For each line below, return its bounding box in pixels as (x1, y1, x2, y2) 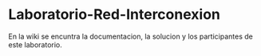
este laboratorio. (8, 39, 62, 49)
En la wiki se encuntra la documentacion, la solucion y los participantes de (8, 32, 253, 41)
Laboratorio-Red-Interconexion (8, 6, 221, 24)
